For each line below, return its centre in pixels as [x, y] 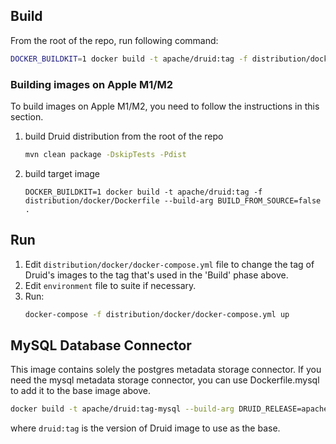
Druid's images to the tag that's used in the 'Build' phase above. [156, 275]
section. [27, 116]
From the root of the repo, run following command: [114, 40]
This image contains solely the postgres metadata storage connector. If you [166, 370]
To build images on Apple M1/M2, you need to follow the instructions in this [165, 106]
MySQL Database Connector [101, 345]
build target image [62, 173]
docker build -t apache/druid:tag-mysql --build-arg [122, 409]
